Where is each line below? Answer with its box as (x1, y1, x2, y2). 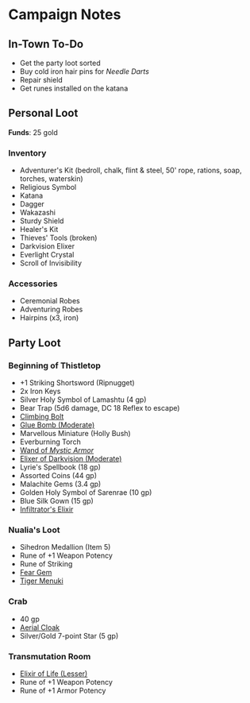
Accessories (8, 278, 58, 289)
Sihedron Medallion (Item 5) (19, 543, 111, 552)
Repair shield (19, 75, 63, 84)
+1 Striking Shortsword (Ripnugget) (19, 378, 135, 388)
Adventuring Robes (19, 304, 83, 315)
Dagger (19, 199, 45, 209)
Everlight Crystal (19, 250, 75, 260)
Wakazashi (19, 208, 56, 218)
